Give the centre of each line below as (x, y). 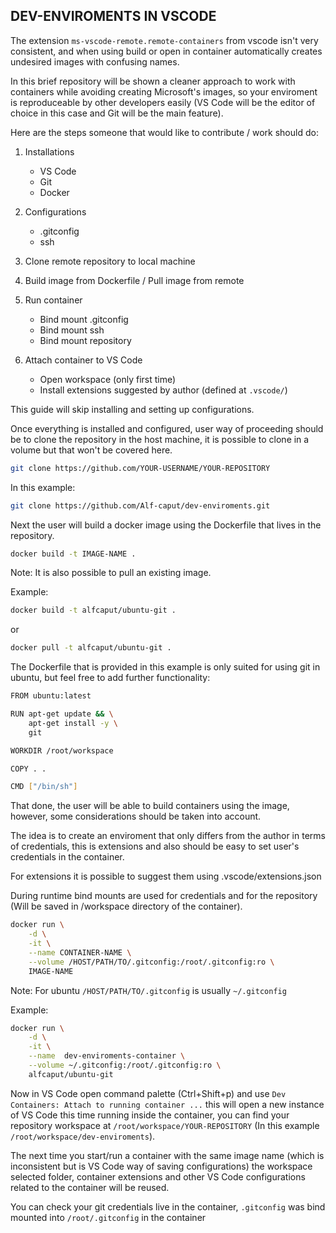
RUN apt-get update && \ (62, 714)
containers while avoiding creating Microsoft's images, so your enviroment (164, 91)
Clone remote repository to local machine (110, 261)
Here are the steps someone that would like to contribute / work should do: (164, 132)
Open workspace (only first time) (108, 379)
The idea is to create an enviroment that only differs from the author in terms (168, 836)
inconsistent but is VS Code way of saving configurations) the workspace (161, 1166)
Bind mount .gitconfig (84, 319)
